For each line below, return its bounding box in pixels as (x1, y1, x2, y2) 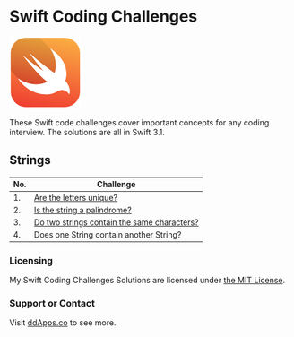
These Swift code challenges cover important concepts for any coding (9, 117, 270, 127)
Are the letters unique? (34, 192, 118, 203)
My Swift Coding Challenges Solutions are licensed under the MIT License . (9, 275, 286, 286)
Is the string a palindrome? (34, 204, 132, 215)
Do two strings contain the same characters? (34, 217, 199, 228)
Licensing (9, 254, 54, 266)
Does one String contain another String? (34, 229, 182, 240)
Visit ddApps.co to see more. (9, 317, 117, 328)
